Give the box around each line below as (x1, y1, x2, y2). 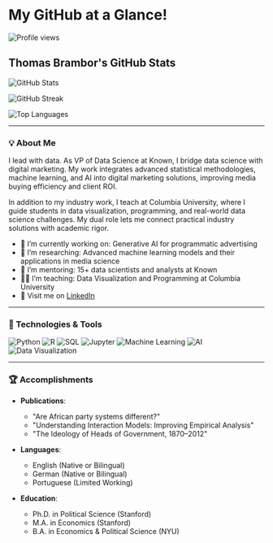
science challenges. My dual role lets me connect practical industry (8, 215, 235, 224)
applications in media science (19, 256, 120, 266)
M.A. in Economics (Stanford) (32, 518, 132, 528)
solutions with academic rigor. (8, 224, 110, 233)
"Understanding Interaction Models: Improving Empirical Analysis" (32, 420, 254, 430)
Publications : (19, 396, 67, 406)
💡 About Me (8, 137, 56, 148)
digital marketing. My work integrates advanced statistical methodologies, (8, 164, 256, 174)
